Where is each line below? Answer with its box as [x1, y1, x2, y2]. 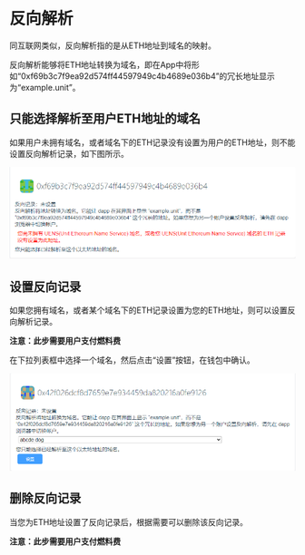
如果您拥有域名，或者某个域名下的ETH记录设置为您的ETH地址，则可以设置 [9, 305, 288, 316]
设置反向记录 [9, 278, 82, 295]
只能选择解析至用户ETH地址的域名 [9, 111, 202, 127]
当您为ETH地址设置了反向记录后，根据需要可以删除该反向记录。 [9, 516, 248, 527]
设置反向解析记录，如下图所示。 [9, 148, 129, 159]
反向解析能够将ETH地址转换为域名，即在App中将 [9, 59, 192, 70]
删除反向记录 [9, 491, 82, 506]
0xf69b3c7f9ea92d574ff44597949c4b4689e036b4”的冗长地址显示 [21, 70, 275, 82]
